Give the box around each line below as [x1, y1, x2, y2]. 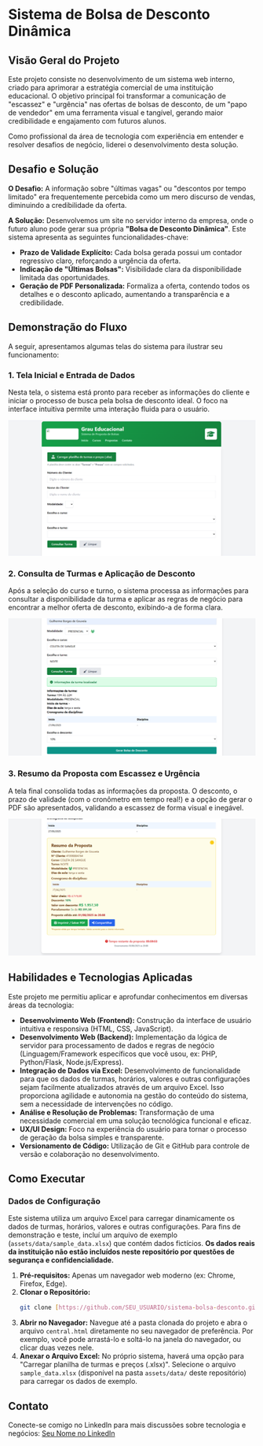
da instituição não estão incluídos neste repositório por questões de [8, 1247, 236, 1257]
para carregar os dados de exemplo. [19, 1377, 137, 1386]
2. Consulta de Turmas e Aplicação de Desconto [8, 568, 195, 579]
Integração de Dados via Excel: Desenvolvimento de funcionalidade [19, 1066, 241, 1075]
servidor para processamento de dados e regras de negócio [19, 1040, 214, 1050]
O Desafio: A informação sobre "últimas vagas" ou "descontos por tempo [8, 184, 247, 193]
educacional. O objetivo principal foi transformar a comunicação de [8, 91, 226, 100]
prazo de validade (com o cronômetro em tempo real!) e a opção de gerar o [8, 794, 253, 804]
